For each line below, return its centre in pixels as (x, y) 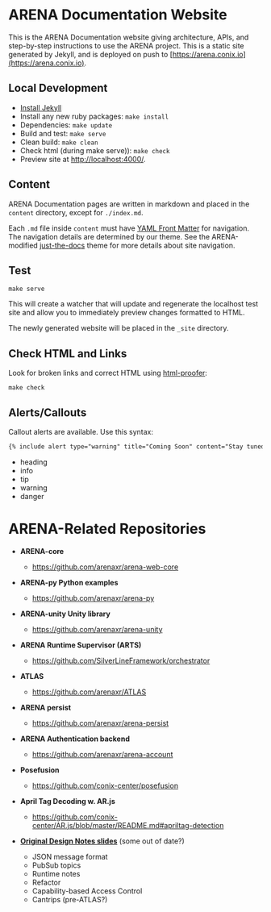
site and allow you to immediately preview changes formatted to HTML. (127, 313)
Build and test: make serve (63, 133)
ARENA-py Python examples (69, 582)
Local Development (58, 88)
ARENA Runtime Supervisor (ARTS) (81, 645)
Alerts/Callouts (48, 412)
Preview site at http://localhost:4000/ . (83, 159)
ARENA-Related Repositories (107, 529)
